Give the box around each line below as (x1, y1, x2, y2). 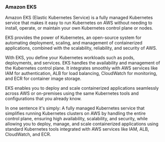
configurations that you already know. (5, 96, 82, 102)
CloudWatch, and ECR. (5, 132, 51, 138)
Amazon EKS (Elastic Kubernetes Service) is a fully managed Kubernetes (5, 15, 153, 21)
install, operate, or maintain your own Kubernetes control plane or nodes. (5, 25, 154, 31)
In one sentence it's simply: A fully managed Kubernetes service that (5, 105, 145, 111)
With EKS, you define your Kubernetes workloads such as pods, (5, 55, 135, 61)
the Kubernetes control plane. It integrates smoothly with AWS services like (5, 65, 158, 71)
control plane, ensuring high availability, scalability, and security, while (5, 116, 148, 122)
